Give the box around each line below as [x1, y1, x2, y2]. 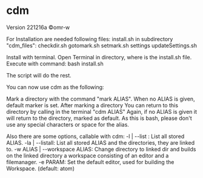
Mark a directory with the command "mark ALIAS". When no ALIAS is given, [6, 95, 195, 102]
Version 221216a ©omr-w [6, 24, 70, 31]
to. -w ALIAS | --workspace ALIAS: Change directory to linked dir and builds [6, 145, 196, 153]
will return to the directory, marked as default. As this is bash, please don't [6, 114, 192, 122]
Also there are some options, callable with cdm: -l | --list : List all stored [6, 133, 185, 140]
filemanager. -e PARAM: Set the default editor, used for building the [6, 158, 175, 165]
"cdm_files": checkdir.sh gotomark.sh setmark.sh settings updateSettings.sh [6, 42, 197, 49]
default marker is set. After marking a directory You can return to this [6, 101, 179, 109]
